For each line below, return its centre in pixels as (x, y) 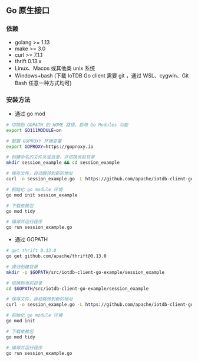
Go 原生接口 (28, 11)
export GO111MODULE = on (34, 130)
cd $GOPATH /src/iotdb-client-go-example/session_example (77, 289)
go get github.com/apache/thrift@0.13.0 (57, 256)
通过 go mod (30, 114)
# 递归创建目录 (22, 267)
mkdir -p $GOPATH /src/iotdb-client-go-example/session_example (85, 272)
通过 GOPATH (31, 240)
